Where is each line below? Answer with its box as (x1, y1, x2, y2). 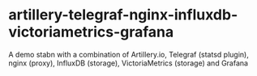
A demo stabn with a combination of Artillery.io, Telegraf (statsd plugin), (8, 49, 249, 59)
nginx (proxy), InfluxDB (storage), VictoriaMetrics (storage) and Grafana (8, 58, 249, 68)
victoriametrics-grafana (8, 23, 174, 41)
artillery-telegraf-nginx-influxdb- (8, 6, 238, 24)
